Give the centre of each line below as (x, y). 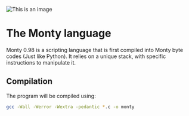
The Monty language (59, 33)
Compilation (29, 82)
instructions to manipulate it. (41, 62)
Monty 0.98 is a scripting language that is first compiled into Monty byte (95, 50)
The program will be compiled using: (51, 96)
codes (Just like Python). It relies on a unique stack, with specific (86, 56)
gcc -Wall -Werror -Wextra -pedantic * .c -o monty (70, 107)
